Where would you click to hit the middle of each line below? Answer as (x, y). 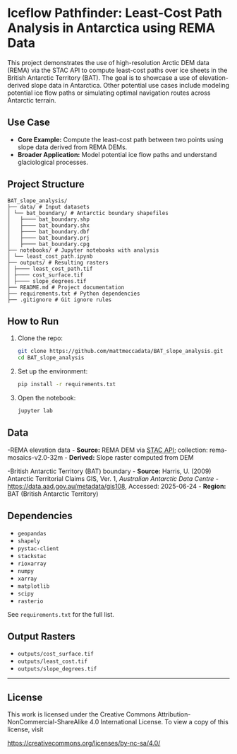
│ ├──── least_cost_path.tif (50, 269)
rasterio (30, 601)
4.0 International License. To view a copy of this (159, 722)
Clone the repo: (40, 338)
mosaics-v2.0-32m (35, 457)
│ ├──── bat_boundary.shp (49, 219)
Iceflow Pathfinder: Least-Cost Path (115, 13)
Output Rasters (41, 636)
